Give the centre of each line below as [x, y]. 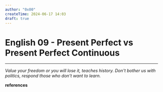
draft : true [17, 18]
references [16, 85]
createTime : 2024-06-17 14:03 [36, 14]
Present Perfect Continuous [62, 53]
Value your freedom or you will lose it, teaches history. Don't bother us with [81, 71]
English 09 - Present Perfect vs [69, 42]
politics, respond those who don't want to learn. [53, 76]
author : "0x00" [20, 9]
